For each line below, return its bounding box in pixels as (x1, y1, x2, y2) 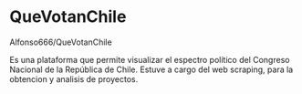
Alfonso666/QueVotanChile (9, 37, 112, 47)
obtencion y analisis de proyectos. (9, 73, 139, 84)
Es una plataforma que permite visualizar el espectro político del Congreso (9, 54, 290, 65)
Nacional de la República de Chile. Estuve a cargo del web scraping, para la (9, 64, 294, 75)
